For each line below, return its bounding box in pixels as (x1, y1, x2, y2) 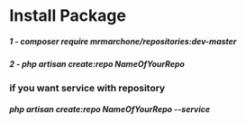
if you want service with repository (9, 81, 166, 94)
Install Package (9, 5, 126, 26)
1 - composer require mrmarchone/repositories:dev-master (9, 35, 237, 46)
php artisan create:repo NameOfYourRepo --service (9, 104, 211, 115)
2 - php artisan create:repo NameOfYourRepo (9, 59, 185, 70)
